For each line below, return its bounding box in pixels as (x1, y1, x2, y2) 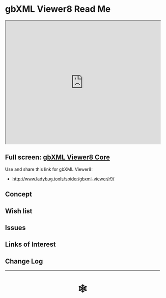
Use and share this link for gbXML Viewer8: (5, 166, 93, 172)
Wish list (5, 207, 33, 215)
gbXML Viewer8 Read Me (5, 3, 111, 15)
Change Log (5, 257, 43, 265)
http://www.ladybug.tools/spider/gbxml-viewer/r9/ (12, 176, 114, 182)
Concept (5, 190, 32, 199)
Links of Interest (5, 240, 56, 249)
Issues (5, 223, 26, 232)
